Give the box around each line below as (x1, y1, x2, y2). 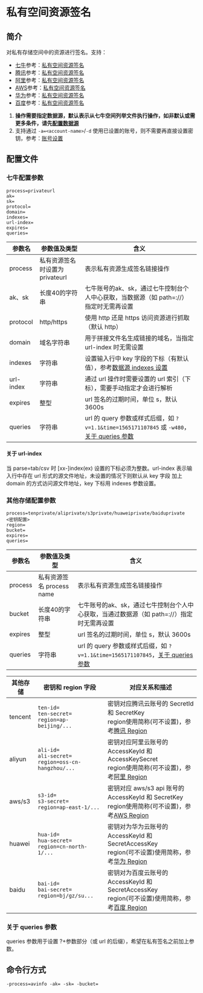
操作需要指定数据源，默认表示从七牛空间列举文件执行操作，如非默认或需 (14, 112, 195, 119)
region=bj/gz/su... (37, 892, 94, 899)
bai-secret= (37, 886, 72, 893)
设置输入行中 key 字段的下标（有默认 (84, 354, 189, 362)
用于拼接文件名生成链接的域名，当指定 (84, 333, 194, 342)
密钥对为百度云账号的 (108, 869, 169, 877)
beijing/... (37, 722, 72, 730)
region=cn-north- (37, 843, 88, 850)
